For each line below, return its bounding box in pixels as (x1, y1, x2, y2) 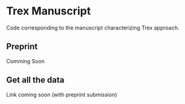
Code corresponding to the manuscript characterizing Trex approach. (6, 24, 180, 31)
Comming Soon (6, 57, 45, 64)
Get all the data (6, 75, 65, 85)
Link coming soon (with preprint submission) (6, 91, 117, 98)
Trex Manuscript (6, 4, 91, 18)
